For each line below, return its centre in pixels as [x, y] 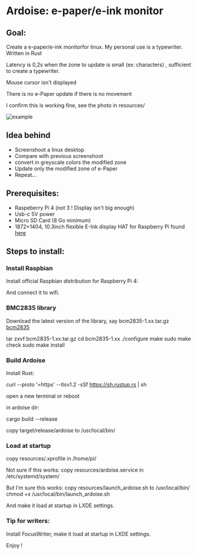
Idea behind [28, 135]
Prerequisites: [32, 193]
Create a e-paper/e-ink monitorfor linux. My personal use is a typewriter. [94, 47]
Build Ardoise [26, 360]
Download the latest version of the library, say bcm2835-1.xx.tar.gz [88, 321]
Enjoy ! [14, 545]
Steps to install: [35, 252]
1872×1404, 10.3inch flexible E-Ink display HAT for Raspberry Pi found [100, 227]
